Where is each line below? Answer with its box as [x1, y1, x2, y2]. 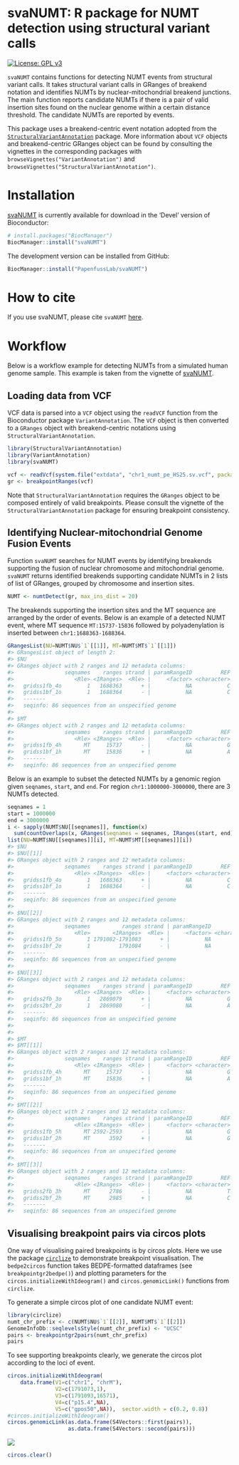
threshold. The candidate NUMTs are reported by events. [7, 110, 175, 119]
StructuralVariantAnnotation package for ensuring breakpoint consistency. [7, 506, 230, 514]
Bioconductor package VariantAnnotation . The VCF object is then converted [7, 416, 229, 425]
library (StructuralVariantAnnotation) [7, 445, 122, 452]
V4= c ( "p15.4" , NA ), [55, 1399, 110, 1406]
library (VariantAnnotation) [7, 452, 91, 459]
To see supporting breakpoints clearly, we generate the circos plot [7, 1351, 203, 1360]
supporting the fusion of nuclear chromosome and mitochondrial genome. [7, 564, 225, 573]
